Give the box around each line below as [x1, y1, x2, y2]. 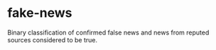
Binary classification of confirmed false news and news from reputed [7, 28, 210, 37]
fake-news [7, 5, 72, 21]
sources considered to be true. [7, 35, 98, 44]
